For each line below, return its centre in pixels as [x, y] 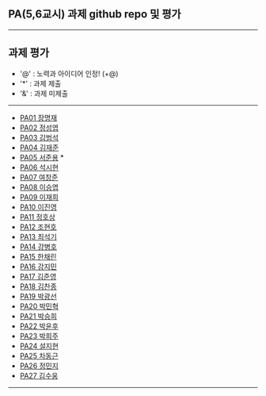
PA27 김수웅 [39, 375]
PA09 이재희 [39, 197]
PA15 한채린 [38, 256]
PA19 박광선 [38, 296]
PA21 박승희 [38, 316]
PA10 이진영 [38, 207]
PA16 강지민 [38, 266]
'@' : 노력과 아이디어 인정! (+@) [69, 73]
